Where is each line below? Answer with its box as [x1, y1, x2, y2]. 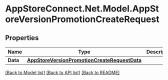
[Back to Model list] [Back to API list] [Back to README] [5, 69, 120, 75]
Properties [5, 33, 39, 42]
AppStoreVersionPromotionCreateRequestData [26, 57, 141, 63]
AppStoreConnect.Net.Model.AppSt [5, 3, 159, 14]
